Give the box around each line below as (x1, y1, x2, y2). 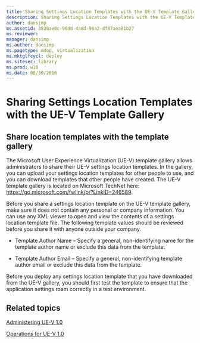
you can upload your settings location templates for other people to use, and (6, 169, 194, 177)
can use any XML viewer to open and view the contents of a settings (6, 213, 174, 220)
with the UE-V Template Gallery (6, 108, 165, 122)
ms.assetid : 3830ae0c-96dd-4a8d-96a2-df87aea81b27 (6, 25, 135, 32)
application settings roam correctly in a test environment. (6, 286, 146, 293)
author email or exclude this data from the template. (14, 261, 142, 268)
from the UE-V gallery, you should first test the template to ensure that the (6, 279, 188, 286)
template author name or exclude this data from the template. (14, 243, 165, 251)
